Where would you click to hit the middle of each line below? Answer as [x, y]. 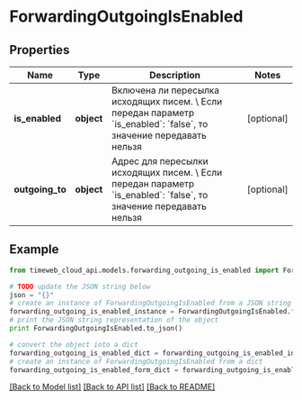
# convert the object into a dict [74, 344]
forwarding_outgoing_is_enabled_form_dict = [94, 370]
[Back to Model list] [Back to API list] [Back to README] [112, 387]
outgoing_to [40, 189]
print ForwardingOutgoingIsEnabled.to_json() [96, 329]
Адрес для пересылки [160, 161]
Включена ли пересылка [165, 90]
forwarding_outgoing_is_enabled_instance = [92, 312]
